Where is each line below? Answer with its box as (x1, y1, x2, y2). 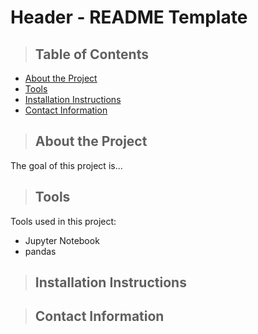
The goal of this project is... (10, 159, 123, 171)
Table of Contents (34, 46, 149, 63)
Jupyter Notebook (24, 234, 100, 246)
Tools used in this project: (10, 215, 117, 227)
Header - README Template (10, 6, 248, 29)
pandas (24, 245, 57, 257)
